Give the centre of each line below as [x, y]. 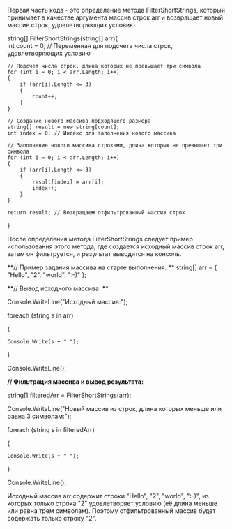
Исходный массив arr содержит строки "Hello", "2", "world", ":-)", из [108, 496]
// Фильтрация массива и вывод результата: [76, 382]
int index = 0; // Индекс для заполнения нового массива [92, 133]
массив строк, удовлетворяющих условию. [72, 25]
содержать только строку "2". [52, 518]
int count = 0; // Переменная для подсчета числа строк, [90, 46]
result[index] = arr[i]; [68, 182]
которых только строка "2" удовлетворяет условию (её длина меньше [113, 503]
